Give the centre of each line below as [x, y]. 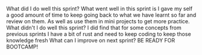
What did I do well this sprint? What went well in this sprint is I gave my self [99, 9]
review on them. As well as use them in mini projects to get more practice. [98, 21]
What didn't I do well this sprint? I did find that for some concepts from [94, 27]
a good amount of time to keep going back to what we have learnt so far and [101, 15]
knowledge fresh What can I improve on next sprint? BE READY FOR [91, 40]
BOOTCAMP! [22, 47]
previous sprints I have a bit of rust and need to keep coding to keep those [99, 34]
